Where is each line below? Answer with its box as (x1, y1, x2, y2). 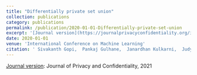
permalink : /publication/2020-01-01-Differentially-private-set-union (6, 24, 182, 31)
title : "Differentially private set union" (6, 8, 114, 15)
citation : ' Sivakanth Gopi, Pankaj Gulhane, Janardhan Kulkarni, (6, 47, 177, 52)
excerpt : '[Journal (6, 30, 54, 36)
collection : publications (6, 14, 69, 20)
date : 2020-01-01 (6, 35, 49, 41)
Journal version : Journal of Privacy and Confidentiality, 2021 (6, 62, 152, 69)
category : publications (6, 19, 64, 25)
